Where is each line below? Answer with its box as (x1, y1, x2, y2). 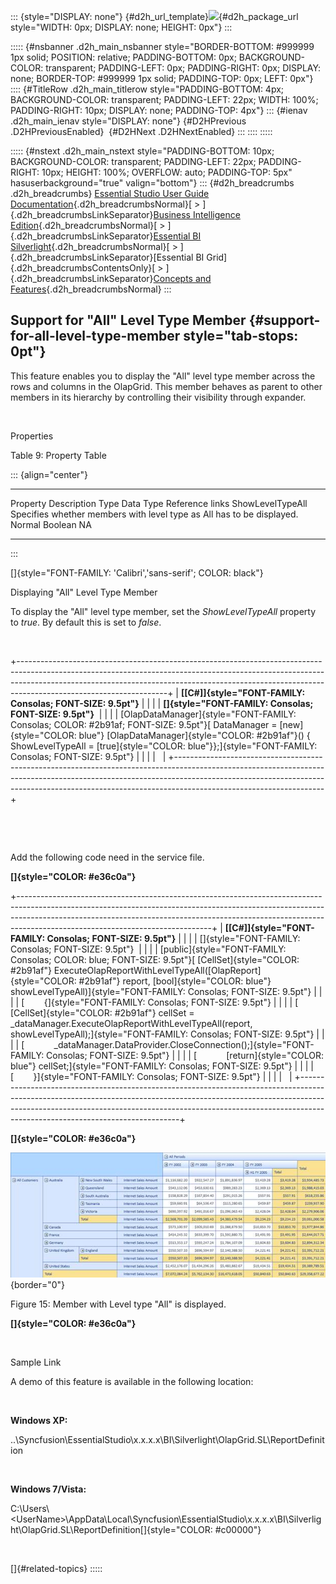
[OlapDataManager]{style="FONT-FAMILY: (120, 708, 297, 720)
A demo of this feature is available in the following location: (10, 1376, 254, 1388)
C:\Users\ (10, 1503, 50, 1515)
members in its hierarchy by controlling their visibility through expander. (10, 391, 307, 403)
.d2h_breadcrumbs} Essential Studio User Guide (10, 188, 210, 199)
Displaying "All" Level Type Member (10, 586, 158, 598)
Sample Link (10, 1356, 62, 1369)
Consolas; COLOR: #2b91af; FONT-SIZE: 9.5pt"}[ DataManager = (10, 718, 278, 730)
